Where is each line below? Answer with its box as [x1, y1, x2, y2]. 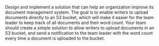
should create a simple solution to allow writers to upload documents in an [5, 25, 155, 31]
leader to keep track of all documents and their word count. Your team [5, 20, 146, 25]
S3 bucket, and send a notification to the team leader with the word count [5, 30, 153, 36]
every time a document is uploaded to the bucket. [5, 35, 105, 41]
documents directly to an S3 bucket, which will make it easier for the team [5, 15, 154, 20]
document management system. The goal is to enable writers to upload [5, 9, 149, 15]
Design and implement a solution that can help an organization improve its [5, 4, 154, 10]
